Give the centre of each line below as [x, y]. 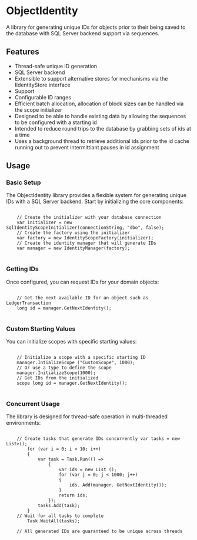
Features [23, 52]
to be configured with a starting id [56, 122]
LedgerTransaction [29, 303]
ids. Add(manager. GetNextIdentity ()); [118, 485]
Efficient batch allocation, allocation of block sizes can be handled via [99, 104]
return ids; [73, 495]
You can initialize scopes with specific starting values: [71, 342]
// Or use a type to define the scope [64, 368]
